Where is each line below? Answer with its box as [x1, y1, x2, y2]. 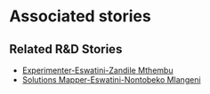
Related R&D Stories [9, 42, 123, 57]
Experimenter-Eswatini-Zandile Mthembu [21, 65, 174, 75]
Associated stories [9, 6, 151, 27]
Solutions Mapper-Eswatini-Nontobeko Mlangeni [21, 74, 202, 85]
